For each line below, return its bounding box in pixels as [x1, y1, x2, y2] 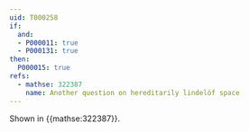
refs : [9, 72, 30, 81]
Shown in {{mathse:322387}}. [9, 113, 121, 124]
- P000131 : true [17, 47, 78, 56]
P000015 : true [17, 64, 70, 73]
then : [9, 55, 30, 64]
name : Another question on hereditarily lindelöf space [25, 88, 241, 97]
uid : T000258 [9, 13, 59, 22]
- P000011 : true [17, 38, 78, 48]
